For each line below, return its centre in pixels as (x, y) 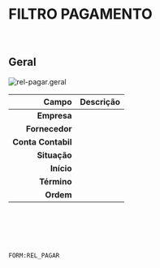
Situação (54, 155)
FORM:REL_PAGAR (34, 255)
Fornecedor (49, 128)
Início (61, 168)
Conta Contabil (42, 141)
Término (56, 181)
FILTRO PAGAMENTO (80, 14)
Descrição (100, 102)
